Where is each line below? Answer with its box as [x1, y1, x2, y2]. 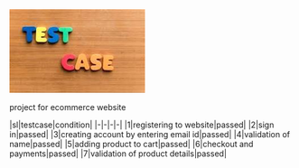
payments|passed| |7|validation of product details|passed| [9, 148, 228, 159]
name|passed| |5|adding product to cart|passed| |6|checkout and [9, 139, 254, 149]
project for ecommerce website [9, 102, 126, 112]
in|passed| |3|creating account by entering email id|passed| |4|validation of [9, 129, 291, 139]
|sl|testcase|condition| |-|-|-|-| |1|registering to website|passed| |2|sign [9, 119, 275, 130]
